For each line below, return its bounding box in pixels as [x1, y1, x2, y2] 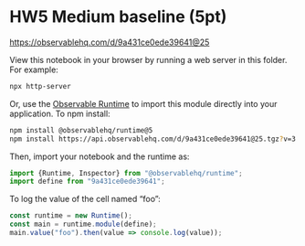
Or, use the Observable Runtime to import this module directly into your [9, 98, 278, 109]
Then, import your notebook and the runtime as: [9, 151, 190, 162]
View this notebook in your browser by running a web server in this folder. [9, 54, 288, 65]
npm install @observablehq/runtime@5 [9, 125, 153, 134]
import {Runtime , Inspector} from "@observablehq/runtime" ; [9, 168, 244, 177]
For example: [9, 64, 59, 75]
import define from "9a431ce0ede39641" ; [9, 176, 166, 187]
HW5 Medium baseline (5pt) [9, 6, 227, 27]
